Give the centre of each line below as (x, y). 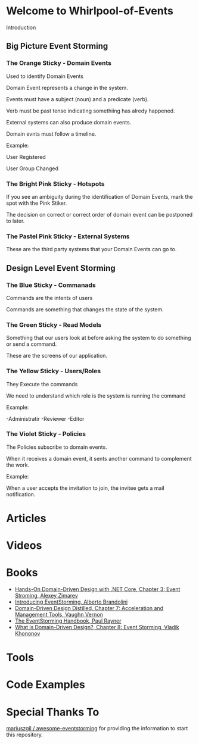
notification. (21, 494)
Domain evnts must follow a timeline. (51, 134)
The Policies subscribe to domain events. (57, 447)
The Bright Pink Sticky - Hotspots (55, 184)
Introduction (21, 27)
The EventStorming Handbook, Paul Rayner (68, 621)
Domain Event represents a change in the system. (67, 87)
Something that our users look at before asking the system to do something (99, 338)
